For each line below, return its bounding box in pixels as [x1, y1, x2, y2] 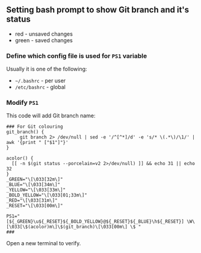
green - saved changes [14, 36, 73, 44]
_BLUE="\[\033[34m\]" [6, 182, 61, 188]
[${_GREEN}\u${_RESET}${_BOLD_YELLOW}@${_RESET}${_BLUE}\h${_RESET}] [6, 219, 185, 225]
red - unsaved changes [14, 30, 73, 37]
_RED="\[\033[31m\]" [6, 198, 58, 204]
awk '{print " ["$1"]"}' [6, 140, 69, 146]
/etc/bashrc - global [14, 84, 66, 91]
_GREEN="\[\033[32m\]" [6, 176, 63, 183]
